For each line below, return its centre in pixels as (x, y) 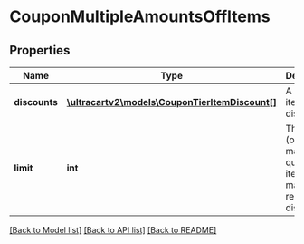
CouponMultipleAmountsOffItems (140, 17)
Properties (40, 50)
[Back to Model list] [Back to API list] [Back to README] (113, 230)
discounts (36, 102)
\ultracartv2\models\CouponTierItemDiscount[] (172, 102)
